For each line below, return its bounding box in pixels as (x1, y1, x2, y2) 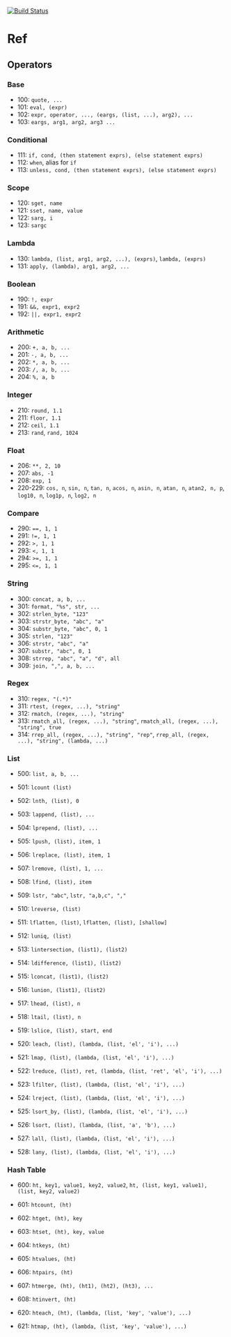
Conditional (7, 135, 47, 144)
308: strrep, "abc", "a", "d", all (17, 654, 120, 662)
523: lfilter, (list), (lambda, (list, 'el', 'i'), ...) (17, 1080, 186, 1089)
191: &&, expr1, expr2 (17, 303, 80, 311)
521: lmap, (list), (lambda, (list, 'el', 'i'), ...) (17, 1053, 175, 1062)
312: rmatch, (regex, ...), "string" (17, 709, 125, 717)
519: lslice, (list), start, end (17, 1026, 113, 1034)
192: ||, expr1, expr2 (17, 310, 81, 319)
